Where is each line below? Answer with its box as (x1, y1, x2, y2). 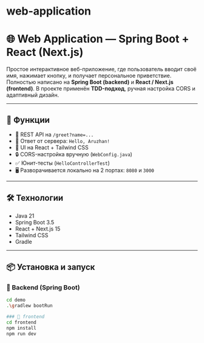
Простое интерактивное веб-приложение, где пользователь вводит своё (6, 66, 197, 73)
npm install (6, 325, 36, 331)
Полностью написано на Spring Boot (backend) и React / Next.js (6, 78, 174, 86)
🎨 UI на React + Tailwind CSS (15, 144, 89, 151)
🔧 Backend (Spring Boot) (6, 283, 80, 292)
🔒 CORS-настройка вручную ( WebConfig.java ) (15, 150, 132, 158)
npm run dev (6, 330, 36, 337)
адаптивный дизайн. (6, 91, 59, 99)
